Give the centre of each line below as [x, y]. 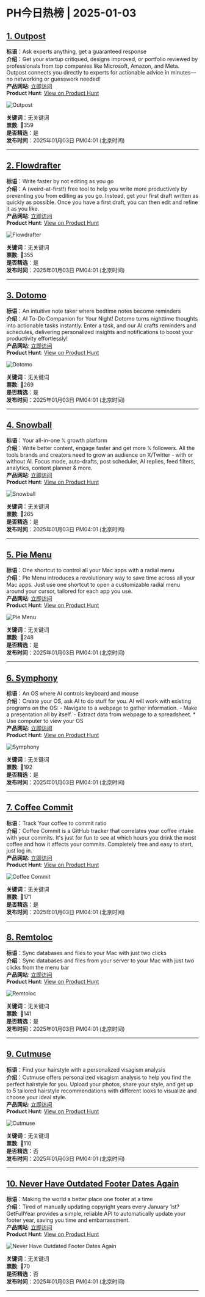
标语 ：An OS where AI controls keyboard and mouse [73, 694]
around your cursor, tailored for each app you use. [70, 591]
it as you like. [23, 208]
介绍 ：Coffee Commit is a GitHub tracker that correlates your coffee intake [100, 830]
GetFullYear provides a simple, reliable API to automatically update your [96, 1214]
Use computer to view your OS [45, 721]
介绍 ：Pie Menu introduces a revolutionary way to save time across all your [101, 578]
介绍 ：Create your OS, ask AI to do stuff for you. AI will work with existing [99, 701]
